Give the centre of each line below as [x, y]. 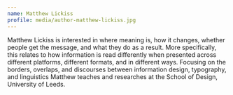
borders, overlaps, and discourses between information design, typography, [117, 69]
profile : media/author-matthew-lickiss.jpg [72, 20]
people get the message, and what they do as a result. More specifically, [112, 47]
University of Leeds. [36, 84]
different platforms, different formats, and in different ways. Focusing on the [116, 62]
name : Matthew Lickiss [40, 14]
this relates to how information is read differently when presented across [112, 54]
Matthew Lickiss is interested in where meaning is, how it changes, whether [116, 40]
